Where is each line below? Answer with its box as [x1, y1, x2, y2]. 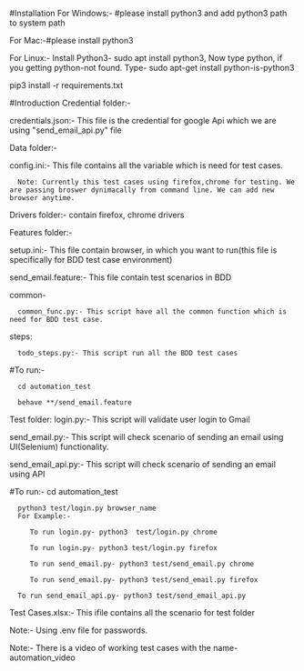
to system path [9, 17, 66, 28]
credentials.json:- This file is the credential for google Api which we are [9, 115, 277, 125]
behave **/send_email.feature [17, 398, 132, 407]
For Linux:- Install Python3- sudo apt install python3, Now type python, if [9, 53, 283, 63]
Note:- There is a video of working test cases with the [9, 643, 211, 653]
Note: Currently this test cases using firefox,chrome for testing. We [17, 177, 296, 186]
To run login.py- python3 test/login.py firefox [29, 544, 218, 553]
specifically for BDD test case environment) [9, 255, 173, 265]
